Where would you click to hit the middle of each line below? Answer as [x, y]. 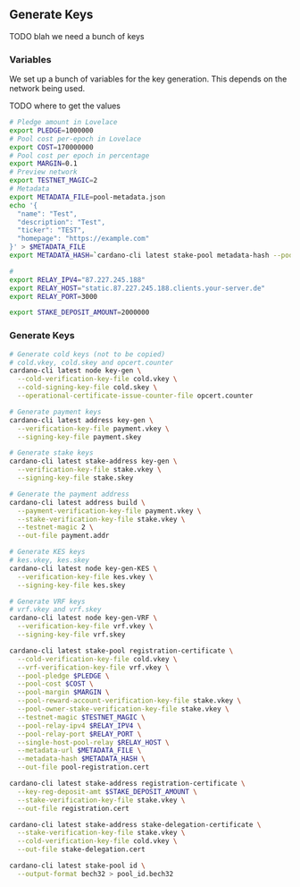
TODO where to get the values [65, 106]
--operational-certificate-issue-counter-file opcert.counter [135, 396]
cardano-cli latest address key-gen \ [81, 420]
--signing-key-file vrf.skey [71, 635]
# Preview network [43, 172]
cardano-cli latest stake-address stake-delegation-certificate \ [135, 824]
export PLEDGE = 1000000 [51, 130]
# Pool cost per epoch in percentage [79, 156]
